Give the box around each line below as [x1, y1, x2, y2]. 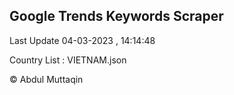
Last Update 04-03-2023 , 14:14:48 [9, 34, 156, 46]
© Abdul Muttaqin [9, 73, 84, 85]
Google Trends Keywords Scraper [9, 8, 224, 25]
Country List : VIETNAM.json [9, 54, 127, 66]
